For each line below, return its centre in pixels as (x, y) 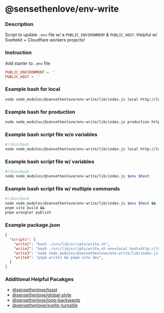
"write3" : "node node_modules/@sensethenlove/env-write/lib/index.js (86, 253)
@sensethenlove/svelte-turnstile (45, 305)
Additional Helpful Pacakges (40, 279)
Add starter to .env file (28, 63)
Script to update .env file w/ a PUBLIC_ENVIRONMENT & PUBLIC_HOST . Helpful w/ (81, 35)
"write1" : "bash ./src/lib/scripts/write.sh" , (62, 244)
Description (19, 24)
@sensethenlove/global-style (42, 295)
